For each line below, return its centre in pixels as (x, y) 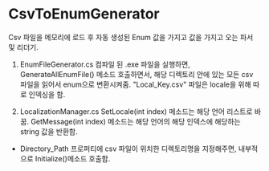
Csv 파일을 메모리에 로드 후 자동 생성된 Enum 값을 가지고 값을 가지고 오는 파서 (131, 37)
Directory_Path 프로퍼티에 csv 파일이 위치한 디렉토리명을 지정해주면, (128, 149)
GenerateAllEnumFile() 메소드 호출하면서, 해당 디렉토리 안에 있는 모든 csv (137, 74)
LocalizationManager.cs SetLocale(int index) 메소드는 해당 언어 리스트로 (136, 111)
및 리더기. (23, 47)
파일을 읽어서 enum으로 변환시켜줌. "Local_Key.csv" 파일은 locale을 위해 (135, 84)
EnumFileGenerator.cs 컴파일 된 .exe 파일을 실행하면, (105, 64)
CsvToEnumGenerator (84, 14)
